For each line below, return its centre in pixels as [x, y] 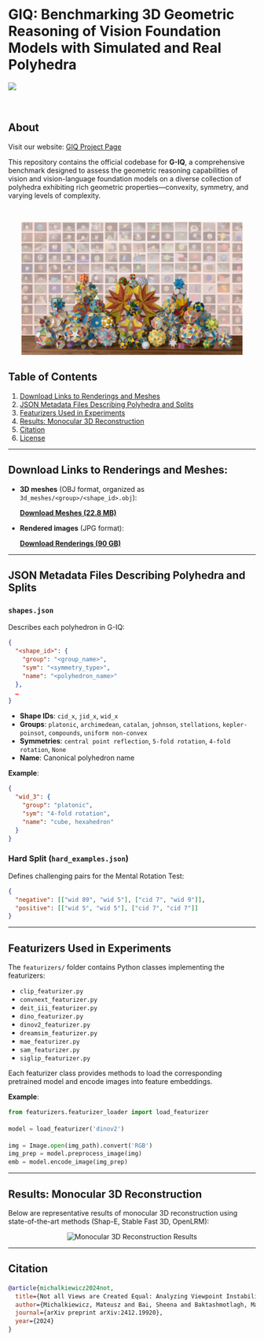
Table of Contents [53, 377]
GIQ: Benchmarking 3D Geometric [121, 15]
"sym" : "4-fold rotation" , [66, 814]
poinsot [32, 734]
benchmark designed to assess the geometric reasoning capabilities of [123, 170]
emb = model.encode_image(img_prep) [68, 1162]
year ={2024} [35, 1321]
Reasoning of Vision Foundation [115, 31]
